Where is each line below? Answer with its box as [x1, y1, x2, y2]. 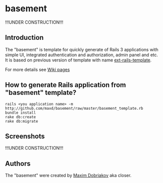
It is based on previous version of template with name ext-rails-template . [5, 57, 152, 63]
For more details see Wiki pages [5, 66, 70, 72]
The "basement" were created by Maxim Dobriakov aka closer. [5, 173, 132, 179]
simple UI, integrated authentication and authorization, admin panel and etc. [5, 52, 158, 58]
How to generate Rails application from [5, 81, 126, 89]
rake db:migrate [5, 119, 38, 123]
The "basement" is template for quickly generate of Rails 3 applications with [5, 46, 159, 52]
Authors [5, 159, 31, 168]
